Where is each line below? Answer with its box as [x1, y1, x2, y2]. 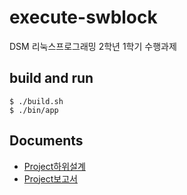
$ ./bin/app [9, 105, 59, 115]
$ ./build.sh [9, 96, 64, 106]
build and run [9, 70, 94, 87]
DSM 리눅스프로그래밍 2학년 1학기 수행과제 [9, 40, 177, 52]
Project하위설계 [23, 160, 86, 172]
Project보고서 [23, 172, 78, 185]
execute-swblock [9, 6, 158, 29]
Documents [9, 132, 84, 150]
